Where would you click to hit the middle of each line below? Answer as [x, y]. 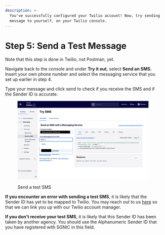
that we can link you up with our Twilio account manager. [63, 207]
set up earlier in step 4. [29, 79]
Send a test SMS [34, 187]
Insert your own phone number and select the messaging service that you [80, 74]
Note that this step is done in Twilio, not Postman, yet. [60, 60]
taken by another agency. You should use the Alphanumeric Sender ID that [81, 222]
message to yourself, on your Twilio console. [58, 21]
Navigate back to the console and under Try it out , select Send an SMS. [79, 69]
